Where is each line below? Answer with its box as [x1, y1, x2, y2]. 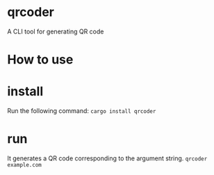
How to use [7, 52, 74, 68]
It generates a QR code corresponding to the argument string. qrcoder [7, 154, 208, 162]
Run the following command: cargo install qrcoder [7, 107, 156, 115]
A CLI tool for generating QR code [7, 27, 104, 36]
